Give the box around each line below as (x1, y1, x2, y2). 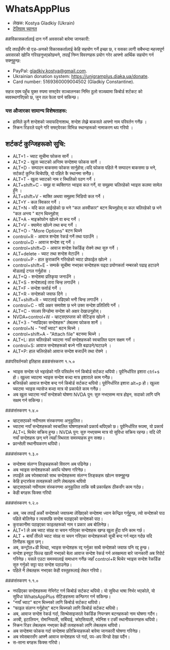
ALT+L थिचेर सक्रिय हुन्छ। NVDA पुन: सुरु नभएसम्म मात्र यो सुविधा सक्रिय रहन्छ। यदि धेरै (12, 429, 161, 435)
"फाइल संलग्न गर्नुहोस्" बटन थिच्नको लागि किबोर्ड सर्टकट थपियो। (12, 605, 119, 611)
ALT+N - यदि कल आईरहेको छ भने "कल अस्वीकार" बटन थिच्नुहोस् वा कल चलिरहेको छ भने (12, 205, 162, 211)
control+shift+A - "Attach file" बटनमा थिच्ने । (12, 331, 101, 337)
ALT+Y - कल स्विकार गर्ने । (12, 199, 61, 205)
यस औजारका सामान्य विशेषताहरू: (5, 107, 68, 114)
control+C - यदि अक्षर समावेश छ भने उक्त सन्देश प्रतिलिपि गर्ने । (12, 302, 120, 308)
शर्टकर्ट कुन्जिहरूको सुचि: (5, 140, 66, 148)
